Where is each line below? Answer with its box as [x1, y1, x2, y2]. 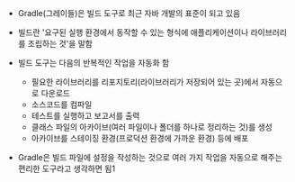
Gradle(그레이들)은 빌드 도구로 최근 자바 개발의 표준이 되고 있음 [17, 8, 241, 18]
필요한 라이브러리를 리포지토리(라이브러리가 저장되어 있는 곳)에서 [31, 77, 259, 87]
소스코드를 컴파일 [31, 99, 93, 110]
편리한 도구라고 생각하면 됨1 [17, 163, 115, 174]
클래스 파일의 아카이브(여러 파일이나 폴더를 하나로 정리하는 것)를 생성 [31, 122, 273, 132]
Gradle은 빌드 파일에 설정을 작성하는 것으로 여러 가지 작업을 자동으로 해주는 [17, 152, 283, 162]
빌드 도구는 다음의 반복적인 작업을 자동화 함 [17, 58, 170, 68]
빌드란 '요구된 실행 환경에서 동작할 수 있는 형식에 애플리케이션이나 [17, 27, 249, 38]
